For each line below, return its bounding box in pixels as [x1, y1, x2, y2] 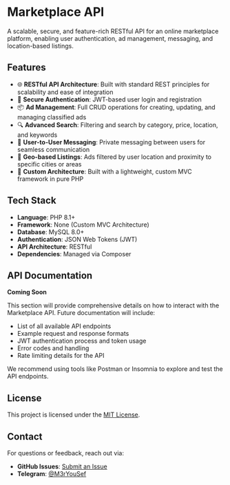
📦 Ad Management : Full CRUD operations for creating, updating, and [17, 103, 216, 111]
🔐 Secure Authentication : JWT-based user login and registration [17, 95, 202, 104]
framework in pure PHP [17, 174, 84, 183]
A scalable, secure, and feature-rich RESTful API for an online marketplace [7, 27, 219, 35]
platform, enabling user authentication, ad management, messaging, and [7, 34, 213, 42]
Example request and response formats [17, 330, 129, 338]
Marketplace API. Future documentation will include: [7, 309, 156, 317]
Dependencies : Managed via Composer [17, 249, 132, 258]
